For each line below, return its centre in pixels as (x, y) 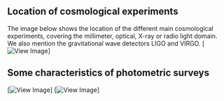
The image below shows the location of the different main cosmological (110, 28)
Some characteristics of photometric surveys (108, 73)
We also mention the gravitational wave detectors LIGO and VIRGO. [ (106, 43)
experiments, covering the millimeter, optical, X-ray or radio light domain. (112, 36)
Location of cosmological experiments (93, 12)
